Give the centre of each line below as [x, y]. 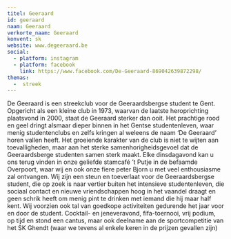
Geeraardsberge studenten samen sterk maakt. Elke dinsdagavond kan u [110, 155]
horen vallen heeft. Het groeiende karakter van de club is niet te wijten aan [113, 140]
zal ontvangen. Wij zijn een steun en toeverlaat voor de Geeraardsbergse [111, 177]
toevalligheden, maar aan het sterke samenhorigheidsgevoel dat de [103, 147]
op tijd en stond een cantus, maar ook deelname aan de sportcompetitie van [115, 220]
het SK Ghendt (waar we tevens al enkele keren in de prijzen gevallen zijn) [112, 228]
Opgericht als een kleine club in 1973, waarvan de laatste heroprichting [108, 111]
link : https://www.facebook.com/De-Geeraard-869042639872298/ [111, 71]
